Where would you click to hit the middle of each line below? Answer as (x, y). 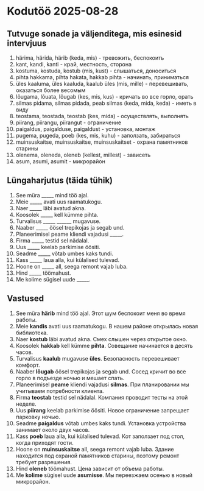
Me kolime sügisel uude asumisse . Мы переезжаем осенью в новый (104, 475)
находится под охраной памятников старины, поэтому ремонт (97, 456)
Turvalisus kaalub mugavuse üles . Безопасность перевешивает (97, 358)
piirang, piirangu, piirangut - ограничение (68, 122)
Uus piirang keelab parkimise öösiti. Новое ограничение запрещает (102, 410)
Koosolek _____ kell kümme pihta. (57, 214)
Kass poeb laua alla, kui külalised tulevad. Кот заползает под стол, (100, 436)
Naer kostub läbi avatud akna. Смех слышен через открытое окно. (101, 339)
